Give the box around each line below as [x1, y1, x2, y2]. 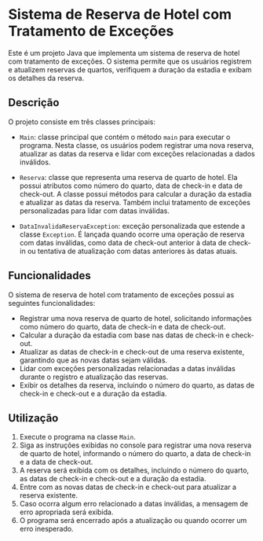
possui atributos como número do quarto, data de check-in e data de [19, 181, 243, 190]
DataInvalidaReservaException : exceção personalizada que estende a [19, 221, 246, 230]
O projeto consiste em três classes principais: [8, 116, 155, 127]
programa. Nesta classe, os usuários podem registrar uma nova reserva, [19, 140, 254, 150]
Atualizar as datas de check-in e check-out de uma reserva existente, [19, 347, 245, 356]
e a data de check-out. [19, 458, 93, 467]
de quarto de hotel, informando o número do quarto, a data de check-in [19, 449, 251, 458]
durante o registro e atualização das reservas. [19, 372, 169, 381]
